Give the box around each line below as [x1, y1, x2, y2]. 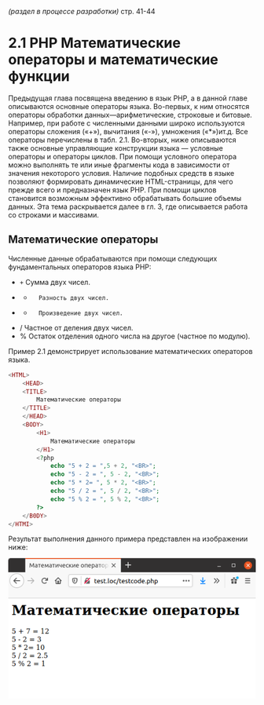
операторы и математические [8, 51, 218, 69]
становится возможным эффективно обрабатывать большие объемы [8, 193, 242, 203]
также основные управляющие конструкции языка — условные [8, 143, 224, 152]
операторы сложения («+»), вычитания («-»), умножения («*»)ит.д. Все [8, 126, 249, 136]
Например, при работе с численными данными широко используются [8, 118, 245, 128]
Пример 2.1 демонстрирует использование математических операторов [8, 346, 253, 356]
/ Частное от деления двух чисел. [19, 323, 134, 332]
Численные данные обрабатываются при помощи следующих [8, 254, 218, 263]
